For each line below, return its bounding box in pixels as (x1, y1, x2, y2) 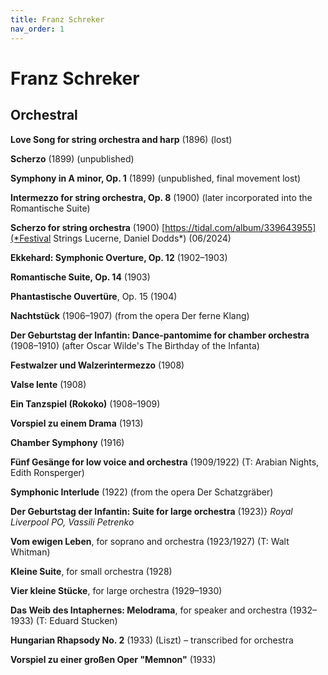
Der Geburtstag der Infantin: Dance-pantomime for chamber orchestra (10, 329, 310, 341)
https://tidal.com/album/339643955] (164, 221, 317, 233)
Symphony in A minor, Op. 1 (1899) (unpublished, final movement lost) (10, 172, 302, 184)
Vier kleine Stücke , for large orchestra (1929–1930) (10, 584, 223, 596)
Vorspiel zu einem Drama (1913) (10, 417, 144, 429)
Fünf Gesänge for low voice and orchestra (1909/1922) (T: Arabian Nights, (10, 456, 320, 468)
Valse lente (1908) (10, 378, 87, 390)
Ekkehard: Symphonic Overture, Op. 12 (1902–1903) (10, 251, 228, 263)
